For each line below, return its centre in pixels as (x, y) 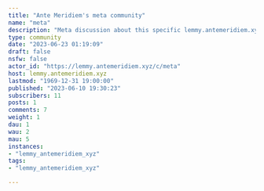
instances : (26, 146)
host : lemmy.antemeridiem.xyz (58, 74)
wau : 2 (19, 132)
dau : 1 (19, 124)
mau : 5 (19, 139)
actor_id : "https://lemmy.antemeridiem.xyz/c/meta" (94, 67)
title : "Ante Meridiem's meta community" (77, 15)
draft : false (29, 52)
